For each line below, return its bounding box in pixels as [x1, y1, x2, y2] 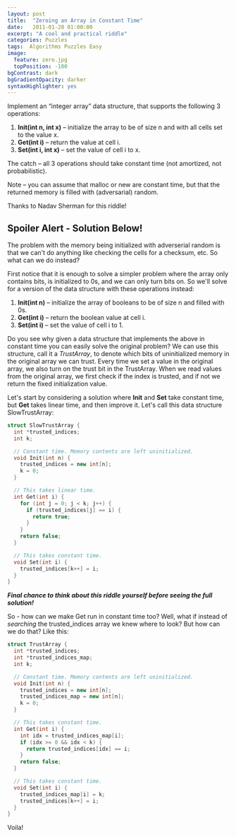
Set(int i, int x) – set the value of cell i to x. [17, 146, 141, 154]
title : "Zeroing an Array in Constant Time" [7, 17, 143, 24]
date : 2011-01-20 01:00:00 [7, 23, 93, 30]
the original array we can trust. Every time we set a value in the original [7, 357, 213, 366]
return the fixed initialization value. [7, 379, 108, 388]
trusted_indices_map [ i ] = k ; [20, 790, 106, 798]
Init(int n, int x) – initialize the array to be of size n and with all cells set [17, 123, 223, 131]
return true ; [32, 513, 71, 520]
